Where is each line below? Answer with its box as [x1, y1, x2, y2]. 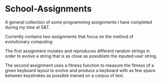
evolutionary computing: [5, 38, 54, 44]
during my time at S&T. [5, 24, 50, 30]
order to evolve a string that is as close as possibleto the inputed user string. [5, 53, 158, 59]
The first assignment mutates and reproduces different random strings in [5, 48, 150, 54]
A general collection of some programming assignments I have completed [5, 19, 152, 25]
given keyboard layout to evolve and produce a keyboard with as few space [5, 67, 156, 73]
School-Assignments [5, 3, 92, 14]
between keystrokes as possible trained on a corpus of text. [5, 72, 124, 78]
